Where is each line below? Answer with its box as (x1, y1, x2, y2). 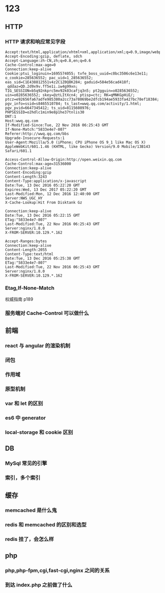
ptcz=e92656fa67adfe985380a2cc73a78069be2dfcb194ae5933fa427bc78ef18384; (5, 97, 160, 102)
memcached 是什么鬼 (5, 507, 57, 514)
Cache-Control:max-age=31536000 (5, 161, 71, 166)
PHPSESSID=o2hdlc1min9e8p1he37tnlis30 (5, 110, 84, 114)
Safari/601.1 (5, 148, 32, 153)
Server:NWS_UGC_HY (5, 196, 43, 200)
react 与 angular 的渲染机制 (5, 342, 70, 349)
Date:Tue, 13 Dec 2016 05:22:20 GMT (5, 183, 80, 188)
